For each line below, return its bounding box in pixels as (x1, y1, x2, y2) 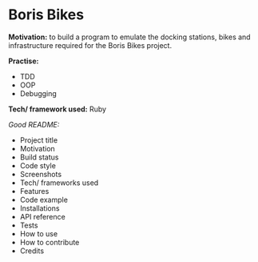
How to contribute (19, 237, 80, 247)
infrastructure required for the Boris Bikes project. (8, 40, 173, 50)
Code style (19, 160, 56, 170)
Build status (19, 152, 59, 162)
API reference (19, 212, 65, 221)
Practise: (8, 56, 39, 66)
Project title (19, 135, 58, 145)
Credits (19, 246, 45, 256)
